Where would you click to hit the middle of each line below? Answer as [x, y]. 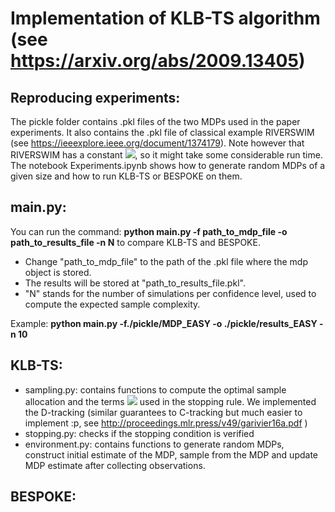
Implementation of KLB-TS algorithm [165, 18]
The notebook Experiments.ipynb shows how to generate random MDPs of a [168, 165]
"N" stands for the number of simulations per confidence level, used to [170, 293]
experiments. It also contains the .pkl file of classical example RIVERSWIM [162, 132]
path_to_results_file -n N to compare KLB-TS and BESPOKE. [135, 242]
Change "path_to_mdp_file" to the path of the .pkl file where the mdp [166, 261]
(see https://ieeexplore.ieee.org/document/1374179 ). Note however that [157, 143]
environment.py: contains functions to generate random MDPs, [154, 444]
